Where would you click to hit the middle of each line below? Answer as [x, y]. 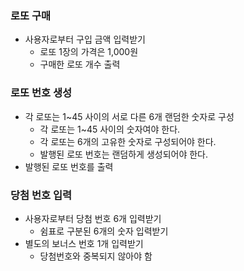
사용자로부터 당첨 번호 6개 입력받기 [93, 218]
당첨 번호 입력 [41, 195]
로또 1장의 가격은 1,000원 [89, 52]
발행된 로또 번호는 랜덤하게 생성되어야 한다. [124, 154]
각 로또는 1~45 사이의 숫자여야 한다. [110, 129]
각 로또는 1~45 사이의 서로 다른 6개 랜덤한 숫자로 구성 [129, 116]
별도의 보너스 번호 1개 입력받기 [84, 243]
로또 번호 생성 [41, 93]
